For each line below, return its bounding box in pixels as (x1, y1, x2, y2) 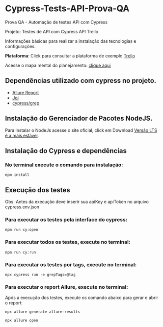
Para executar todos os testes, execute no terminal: (5, 239, 131, 246)
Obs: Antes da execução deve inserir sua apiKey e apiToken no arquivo (5, 199, 149, 205)
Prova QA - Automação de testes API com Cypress (5, 19, 108, 25)
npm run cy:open (5, 227, 38, 232)
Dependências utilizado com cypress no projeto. (5, 76, 157, 85)
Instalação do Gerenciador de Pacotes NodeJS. (5, 114, 153, 123)
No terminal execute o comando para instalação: (5, 161, 123, 168)
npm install (5, 173, 29, 177)
